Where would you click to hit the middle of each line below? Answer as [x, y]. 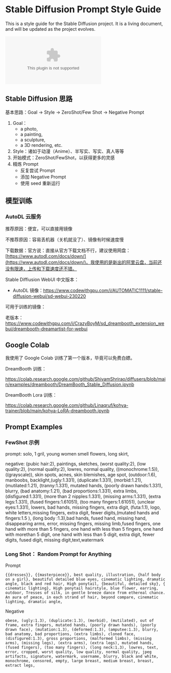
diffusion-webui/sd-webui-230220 [49, 296]
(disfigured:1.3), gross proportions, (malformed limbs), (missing [79, 639]
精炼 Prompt [26, 164]
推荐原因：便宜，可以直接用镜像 [39, 229]
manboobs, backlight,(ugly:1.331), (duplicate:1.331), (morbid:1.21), [74, 480]
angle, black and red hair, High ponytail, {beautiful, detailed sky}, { [86, 584]
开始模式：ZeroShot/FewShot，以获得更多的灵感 [64, 158]
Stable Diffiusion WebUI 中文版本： [42, 279]
